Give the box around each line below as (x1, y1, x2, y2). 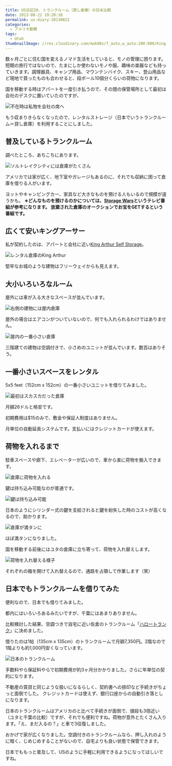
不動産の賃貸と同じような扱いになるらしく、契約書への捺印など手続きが (5, 684, 158, 690)
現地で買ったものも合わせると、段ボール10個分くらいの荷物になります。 (9, 75, 162, 81)
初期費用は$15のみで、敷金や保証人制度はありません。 (5, 415, 120, 421)
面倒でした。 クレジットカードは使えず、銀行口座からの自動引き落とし (14, 690, 163, 697)
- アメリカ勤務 (10, 27, 37, 32)
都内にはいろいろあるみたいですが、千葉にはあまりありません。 (5, 610, 140, 616)
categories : (5, 22, 31, 27)
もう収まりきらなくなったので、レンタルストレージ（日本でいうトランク (5, 114, 158, 120)
